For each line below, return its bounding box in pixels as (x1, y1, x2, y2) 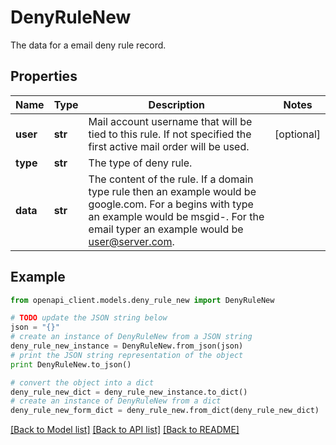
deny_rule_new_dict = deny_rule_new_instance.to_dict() (10, 387, 248, 397)
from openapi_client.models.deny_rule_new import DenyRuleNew (10, 295, 275, 305)
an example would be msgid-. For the (88, 209, 265, 223)
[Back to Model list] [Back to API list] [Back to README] (10, 424, 240, 436)
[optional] (274, 127, 321, 141)
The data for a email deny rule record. (10, 39, 167, 51)
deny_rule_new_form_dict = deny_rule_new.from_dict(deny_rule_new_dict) (10, 406, 320, 416)
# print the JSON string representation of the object (10, 350, 244, 360)
